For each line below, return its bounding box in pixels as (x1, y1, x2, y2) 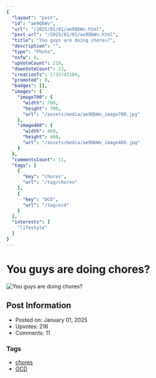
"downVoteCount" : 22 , (12, 65, 67, 72)
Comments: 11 (15, 329, 51, 336)
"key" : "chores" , (22, 173, 67, 180)
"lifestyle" (17, 225, 48, 231)
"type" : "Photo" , (12, 49, 56, 55)
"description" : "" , (12, 43, 62, 49)
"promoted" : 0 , (12, 77, 51, 83)
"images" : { (12, 89, 43, 95)
